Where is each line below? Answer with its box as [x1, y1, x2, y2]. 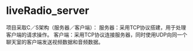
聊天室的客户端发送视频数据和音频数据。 [6, 38, 104, 45]
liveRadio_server [6, 4, 89, 17]
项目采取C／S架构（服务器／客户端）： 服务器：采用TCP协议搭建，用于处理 [6, 24, 186, 31]
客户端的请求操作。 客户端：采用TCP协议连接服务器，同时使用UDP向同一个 [6, 31, 188, 38]
